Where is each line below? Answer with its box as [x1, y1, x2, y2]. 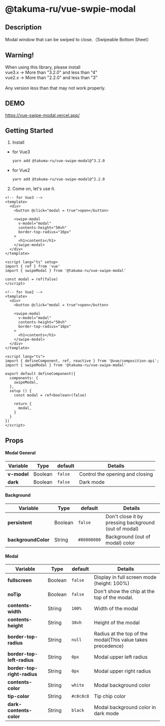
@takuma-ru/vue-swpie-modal [5, 3, 136, 15]
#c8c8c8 [71, 694, 89, 699]
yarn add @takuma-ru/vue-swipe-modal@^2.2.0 [12, 177, 105, 182]
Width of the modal [94, 605, 138, 612]
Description [5, 23, 42, 31]
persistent [7, 519, 32, 526]
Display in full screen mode [94, 574, 157, 581]
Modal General [5, 450, 36, 456]
